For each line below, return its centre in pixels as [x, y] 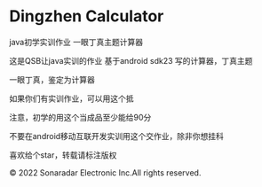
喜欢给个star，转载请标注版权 [63, 155]
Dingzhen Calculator [87, 16]
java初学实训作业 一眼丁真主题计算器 [76, 42]
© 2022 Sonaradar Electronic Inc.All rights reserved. [105, 172]
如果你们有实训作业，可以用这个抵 [71, 98]
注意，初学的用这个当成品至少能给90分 [80, 117]
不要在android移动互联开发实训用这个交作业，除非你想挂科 [117, 136]
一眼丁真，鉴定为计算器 [52, 79]
